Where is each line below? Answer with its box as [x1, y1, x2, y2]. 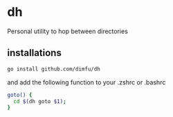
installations [7, 47, 62, 59]
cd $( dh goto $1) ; [13, 98, 67, 105]
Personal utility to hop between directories [7, 27, 128, 35]
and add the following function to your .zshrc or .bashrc [7, 78, 166, 87]
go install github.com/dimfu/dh [7, 65, 100, 73]
